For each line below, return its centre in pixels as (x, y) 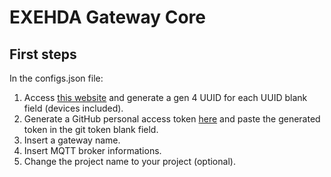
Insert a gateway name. (72, 140)
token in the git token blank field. (91, 129)
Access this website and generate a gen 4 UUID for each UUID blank (165, 97)
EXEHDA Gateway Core (108, 17)
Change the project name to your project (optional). (129, 161)
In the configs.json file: (56, 78)
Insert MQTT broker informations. (92, 150)
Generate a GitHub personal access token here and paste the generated (172, 119)
